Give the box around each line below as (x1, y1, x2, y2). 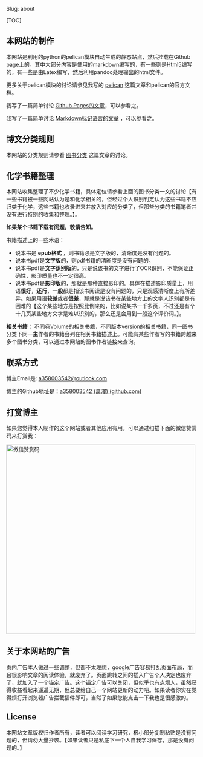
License (6, 712, 37, 722)
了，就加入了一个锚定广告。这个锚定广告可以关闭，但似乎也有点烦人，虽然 (6, 679, 192, 686)
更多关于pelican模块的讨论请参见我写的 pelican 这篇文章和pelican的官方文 (6, 81, 191, 89)
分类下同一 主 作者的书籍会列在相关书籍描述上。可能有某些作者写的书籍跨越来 (6, 331, 197, 338)
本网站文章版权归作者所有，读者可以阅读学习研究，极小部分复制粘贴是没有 (6, 728, 192, 736)
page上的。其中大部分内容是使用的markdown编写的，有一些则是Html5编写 (6, 61, 192, 68)
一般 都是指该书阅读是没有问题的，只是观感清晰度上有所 (52, 288, 190, 295)
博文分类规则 (6, 134, 54, 144)
